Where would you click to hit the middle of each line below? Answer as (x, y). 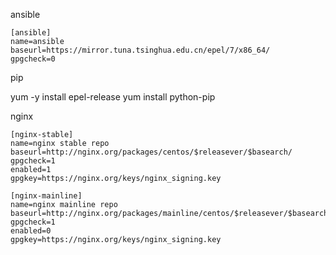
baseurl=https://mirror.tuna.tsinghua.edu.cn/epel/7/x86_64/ (140, 50)
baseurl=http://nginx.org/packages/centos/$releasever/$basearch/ (151, 152)
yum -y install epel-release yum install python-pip (113, 97)
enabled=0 (31, 231)
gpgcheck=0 (33, 59)
